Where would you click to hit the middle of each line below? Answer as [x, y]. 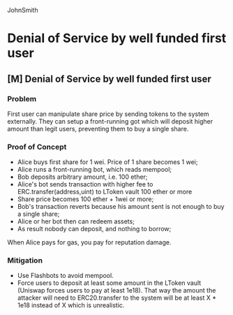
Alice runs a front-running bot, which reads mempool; [95, 170]
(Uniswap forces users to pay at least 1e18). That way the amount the [116, 291]
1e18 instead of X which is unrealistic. [71, 305]
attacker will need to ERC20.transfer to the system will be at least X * [116, 298]
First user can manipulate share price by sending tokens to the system [108, 114]
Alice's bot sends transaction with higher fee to [85, 184]
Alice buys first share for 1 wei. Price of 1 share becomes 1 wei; [107, 162]
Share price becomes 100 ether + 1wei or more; [85, 199]
